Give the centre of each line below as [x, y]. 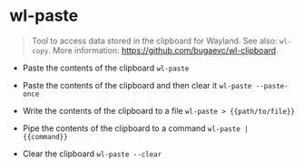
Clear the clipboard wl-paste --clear [92, 154]
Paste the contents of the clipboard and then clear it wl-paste [137, 85]
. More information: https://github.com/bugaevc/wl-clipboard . [163, 50]
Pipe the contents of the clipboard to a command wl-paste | [136, 128]
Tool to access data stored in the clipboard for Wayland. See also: [155, 41]
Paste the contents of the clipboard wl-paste [106, 68]
